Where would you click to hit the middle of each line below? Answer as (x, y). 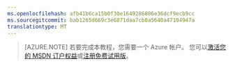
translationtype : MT (37, 26)
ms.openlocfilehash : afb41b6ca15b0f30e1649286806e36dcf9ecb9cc (101, 14)
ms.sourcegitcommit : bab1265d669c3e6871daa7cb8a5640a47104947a (101, 20)
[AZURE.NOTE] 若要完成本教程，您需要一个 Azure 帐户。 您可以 (116, 47)
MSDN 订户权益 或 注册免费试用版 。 (82, 56)
